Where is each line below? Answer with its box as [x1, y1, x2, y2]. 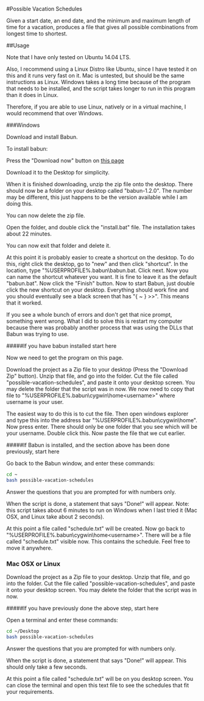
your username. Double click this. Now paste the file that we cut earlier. [6, 430, 186, 437]
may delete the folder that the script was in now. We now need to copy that [6, 386, 195, 392]
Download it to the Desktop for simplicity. [6, 169, 110, 176]
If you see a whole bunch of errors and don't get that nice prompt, [6, 311, 172, 318]
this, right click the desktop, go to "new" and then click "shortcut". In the [6, 261, 188, 267]
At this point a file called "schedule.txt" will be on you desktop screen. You [6, 675, 194, 682]
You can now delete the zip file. [6, 212, 85, 219]
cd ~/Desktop [6, 628, 40, 634]
